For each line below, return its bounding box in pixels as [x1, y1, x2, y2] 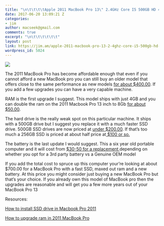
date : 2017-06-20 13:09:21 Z [5, 12, 64, 17]
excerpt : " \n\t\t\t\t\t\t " [5, 35, 60, 40]
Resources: [5, 196, 28, 202]
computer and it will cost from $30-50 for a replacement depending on [5, 146, 148, 152]
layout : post [5, 39, 32, 44]
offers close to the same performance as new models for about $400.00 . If [5, 81, 156, 87]
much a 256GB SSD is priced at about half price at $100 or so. [5, 131, 130, 137]
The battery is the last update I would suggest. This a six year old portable [5, 140, 155, 147]
